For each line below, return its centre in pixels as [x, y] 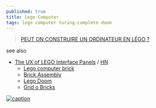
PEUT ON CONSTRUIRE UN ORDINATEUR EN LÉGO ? [85, 40]
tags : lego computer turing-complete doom [59, 22]
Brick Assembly [42, 75]
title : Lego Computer [33, 17]
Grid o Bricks [39, 87]
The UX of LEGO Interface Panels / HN [61, 62]
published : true [26, 12]
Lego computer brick [49, 68]
